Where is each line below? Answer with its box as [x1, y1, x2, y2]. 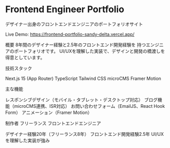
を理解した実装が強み [5, 137, 50, 143]
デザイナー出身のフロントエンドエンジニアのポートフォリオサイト [5, 21, 143, 27]
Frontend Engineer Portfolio [5, 4, 124, 15]
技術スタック [5, 65, 32, 71]
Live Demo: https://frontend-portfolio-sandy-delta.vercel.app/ [5, 31, 134, 37]
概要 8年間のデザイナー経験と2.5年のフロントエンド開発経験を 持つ [5, 42, 146, 48]
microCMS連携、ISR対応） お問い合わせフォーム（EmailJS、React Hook [14, 103, 165, 109]
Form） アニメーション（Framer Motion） [5, 109, 92, 115]
